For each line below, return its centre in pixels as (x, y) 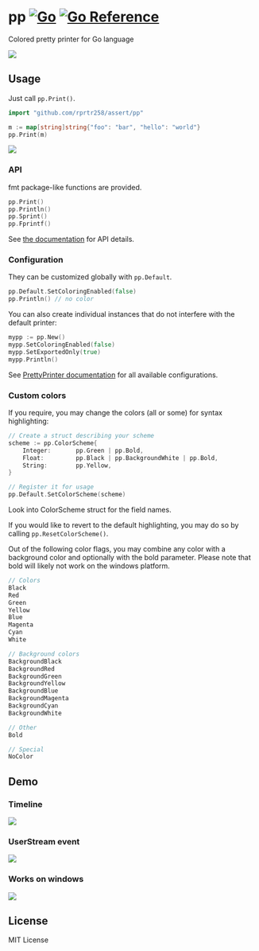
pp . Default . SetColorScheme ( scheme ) (67, 495)
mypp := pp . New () (37, 337)
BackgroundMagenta (39, 699)
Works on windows (46, 879)
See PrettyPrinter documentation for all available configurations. (113, 375)
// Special (26, 749)
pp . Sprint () (28, 216)
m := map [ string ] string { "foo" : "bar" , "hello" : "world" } (104, 127)
